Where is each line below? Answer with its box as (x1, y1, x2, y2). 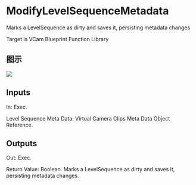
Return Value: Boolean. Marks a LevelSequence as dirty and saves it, (6, 166, 175, 173)
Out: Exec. (6, 154, 32, 162)
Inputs (6, 88, 31, 98)
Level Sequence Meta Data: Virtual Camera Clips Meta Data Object (6, 115, 170, 122)
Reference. (6, 121, 33, 128)
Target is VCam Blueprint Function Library (6, 35, 109, 42)
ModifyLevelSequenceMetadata (6, 4, 169, 18)
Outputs (6, 138, 38, 149)
